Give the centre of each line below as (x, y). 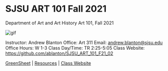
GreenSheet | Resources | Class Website (48, 63)
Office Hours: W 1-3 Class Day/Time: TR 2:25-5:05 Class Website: (75, 48)
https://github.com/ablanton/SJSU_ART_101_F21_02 (59, 53)
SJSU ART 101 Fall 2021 (56, 9)
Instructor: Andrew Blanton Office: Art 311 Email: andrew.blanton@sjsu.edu (84, 42)
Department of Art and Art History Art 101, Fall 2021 (60, 23)
